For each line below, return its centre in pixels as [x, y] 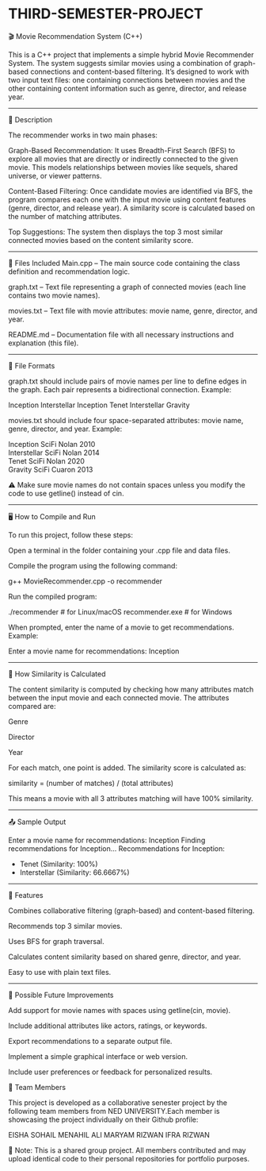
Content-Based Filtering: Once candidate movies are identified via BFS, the [131, 191]
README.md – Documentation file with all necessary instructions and [121, 334]
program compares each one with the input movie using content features [127, 199]
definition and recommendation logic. [69, 272]
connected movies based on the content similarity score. [101, 240]
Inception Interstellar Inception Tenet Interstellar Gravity [99, 405]
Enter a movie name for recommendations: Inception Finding [107, 840]
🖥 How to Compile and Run [52, 516]
